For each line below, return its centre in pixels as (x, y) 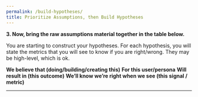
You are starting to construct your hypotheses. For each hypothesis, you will (99, 46)
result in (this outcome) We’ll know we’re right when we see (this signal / (97, 76)
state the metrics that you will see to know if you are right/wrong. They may (98, 51)
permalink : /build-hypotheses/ (44, 12)
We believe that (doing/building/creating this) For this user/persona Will (96, 69)
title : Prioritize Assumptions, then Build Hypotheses (75, 17)
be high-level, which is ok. (38, 58)
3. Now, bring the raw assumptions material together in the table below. (95, 34)
